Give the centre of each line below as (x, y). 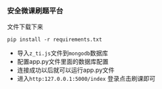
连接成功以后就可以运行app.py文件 (66, 70)
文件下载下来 (25, 27)
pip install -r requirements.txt (55, 40)
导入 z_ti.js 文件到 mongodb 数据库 (63, 53)
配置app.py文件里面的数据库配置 (63, 62)
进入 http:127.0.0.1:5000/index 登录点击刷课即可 (86, 79)
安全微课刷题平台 (35, 10)
